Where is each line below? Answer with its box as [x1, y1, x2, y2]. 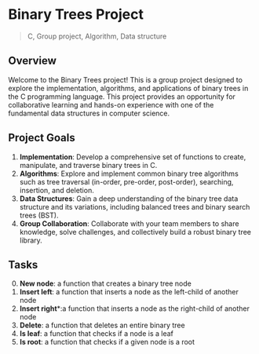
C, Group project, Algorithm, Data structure [27, 31, 167, 41]
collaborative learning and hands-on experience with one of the [8, 100, 214, 109]
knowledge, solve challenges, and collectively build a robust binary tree [19, 227, 252, 236]
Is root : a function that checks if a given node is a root [19, 338, 195, 347]
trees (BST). [19, 210, 59, 220]
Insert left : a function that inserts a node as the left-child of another [19, 287, 239, 297]
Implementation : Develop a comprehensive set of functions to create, [19, 151, 246, 162]
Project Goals [8, 131, 76, 144]
